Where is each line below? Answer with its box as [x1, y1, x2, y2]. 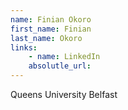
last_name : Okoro [10, 33, 83, 43]
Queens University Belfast [10, 89, 118, 100]
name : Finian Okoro [10, 14, 92, 25]
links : [10, 42, 38, 53]
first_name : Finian [10, 24, 92, 34]
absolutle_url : [28, 61, 92, 71]
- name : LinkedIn [28, 52, 101, 62]
